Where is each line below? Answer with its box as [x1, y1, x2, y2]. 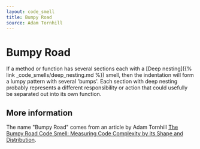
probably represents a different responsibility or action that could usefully [6, 84, 188, 91]
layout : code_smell [6, 8, 55, 15]
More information [6, 108, 73, 118]
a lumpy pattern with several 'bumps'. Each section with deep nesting [6, 78, 178, 85]
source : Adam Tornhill [6, 20, 63, 26]
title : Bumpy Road [6, 14, 52, 20]
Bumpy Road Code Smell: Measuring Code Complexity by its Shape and [6, 130, 184, 137]
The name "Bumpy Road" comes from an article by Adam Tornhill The [6, 123, 178, 131]
